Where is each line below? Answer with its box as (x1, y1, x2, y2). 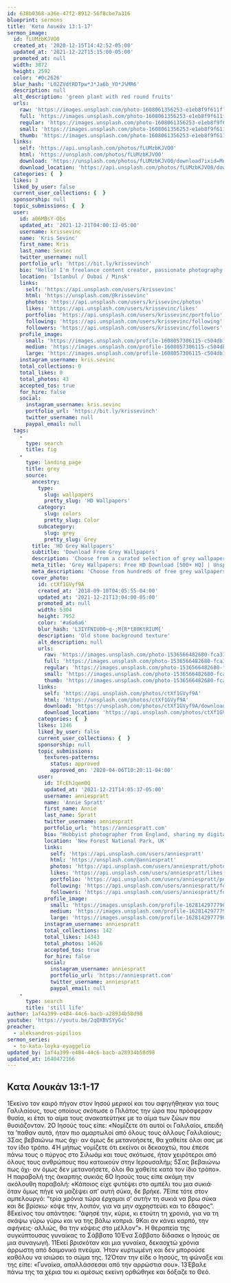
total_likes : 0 (19, 369, 63, 376)
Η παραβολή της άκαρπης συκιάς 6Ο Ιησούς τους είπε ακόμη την (7, 1173, 195, 1181)
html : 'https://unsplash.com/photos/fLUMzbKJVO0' (19, 151, 165, 159)
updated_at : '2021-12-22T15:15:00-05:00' (13, 49, 134, 56)
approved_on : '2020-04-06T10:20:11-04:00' (50, 767, 174, 774)
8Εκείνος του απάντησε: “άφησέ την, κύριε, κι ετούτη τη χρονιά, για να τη (7, 1209, 219, 1217)
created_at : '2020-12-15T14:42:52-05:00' (13, 42, 134, 49)
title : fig (25, 446, 57, 453)
